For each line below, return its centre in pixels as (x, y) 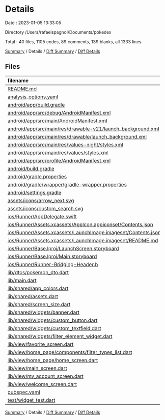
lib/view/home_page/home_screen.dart (53, 360)
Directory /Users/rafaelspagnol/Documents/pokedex (58, 32)
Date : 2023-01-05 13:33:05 (33, 23)
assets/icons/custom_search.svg (45, 208)
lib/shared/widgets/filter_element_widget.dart (60, 336)
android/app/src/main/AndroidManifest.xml (57, 120)
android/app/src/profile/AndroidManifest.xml (59, 161)
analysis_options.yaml (33, 97)
